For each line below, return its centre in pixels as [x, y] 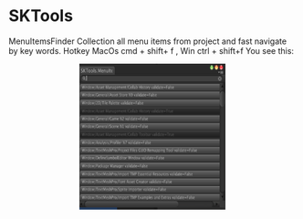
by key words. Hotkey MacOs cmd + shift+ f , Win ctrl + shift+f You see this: [151, 50]
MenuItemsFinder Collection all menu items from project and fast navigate [148, 41]
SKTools [41, 16]
